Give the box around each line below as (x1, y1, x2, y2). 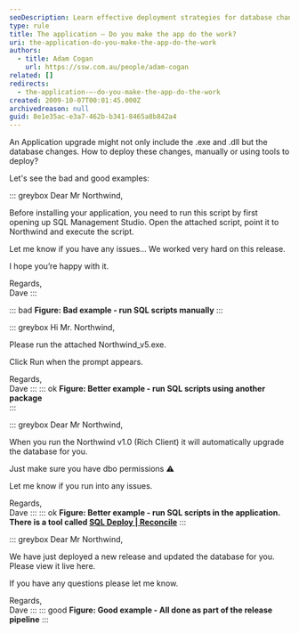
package (9, 393, 43, 403)
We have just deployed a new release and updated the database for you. (9, 551, 275, 562)
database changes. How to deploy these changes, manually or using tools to (9, 146, 290, 157)
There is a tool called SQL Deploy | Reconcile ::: (9, 517, 187, 528)
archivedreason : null (9, 104, 90, 113)
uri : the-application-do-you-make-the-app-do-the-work (9, 37, 217, 47)
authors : (9, 46, 42, 55)
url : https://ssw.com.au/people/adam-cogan (25, 63, 190, 72)
